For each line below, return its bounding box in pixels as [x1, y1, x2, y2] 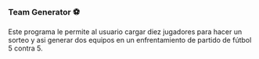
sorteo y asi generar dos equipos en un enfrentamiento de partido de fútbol [8, 36, 252, 45]
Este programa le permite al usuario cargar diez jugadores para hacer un [8, 27, 243, 36]
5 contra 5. [8, 43, 43, 53]
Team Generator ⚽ [8, 6, 81, 17]
